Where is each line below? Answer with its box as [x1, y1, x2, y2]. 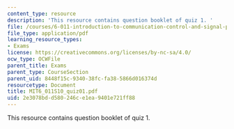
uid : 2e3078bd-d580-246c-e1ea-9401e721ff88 [7, 95, 136, 102]
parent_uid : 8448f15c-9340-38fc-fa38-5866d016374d [7, 75, 157, 82]
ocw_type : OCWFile [7, 56, 61, 63]
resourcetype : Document [7, 82, 77, 89]
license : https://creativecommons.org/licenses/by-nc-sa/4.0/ [7, 50, 192, 56]
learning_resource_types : [7, 36, 82, 43]
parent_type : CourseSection [7, 68, 89, 75]
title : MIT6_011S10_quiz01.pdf [7, 88, 98, 95]
